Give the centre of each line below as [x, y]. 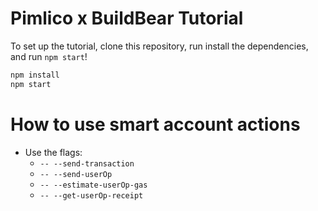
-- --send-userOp [76, 174]
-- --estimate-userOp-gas [93, 185]
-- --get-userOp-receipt [91, 195]
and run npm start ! [49, 56]
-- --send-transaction [87, 163]
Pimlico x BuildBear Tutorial [127, 18]
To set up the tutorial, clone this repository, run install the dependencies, [159, 46]
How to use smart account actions [155, 124]
